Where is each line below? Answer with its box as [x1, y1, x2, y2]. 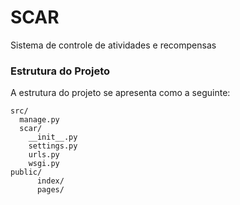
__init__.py [28, 132, 78, 143]
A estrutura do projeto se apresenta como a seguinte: [10, 87, 231, 99]
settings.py [28, 141, 78, 151]
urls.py [28, 150, 60, 160]
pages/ [36, 185, 65, 195]
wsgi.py [28, 159, 60, 169]
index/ [36, 176, 65, 186]
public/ [10, 167, 43, 178]
